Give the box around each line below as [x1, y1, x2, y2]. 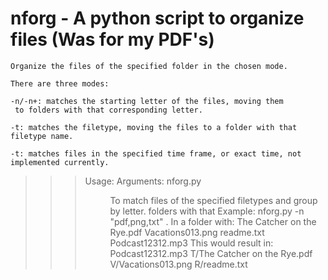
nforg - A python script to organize [10, 7, 305, 30]
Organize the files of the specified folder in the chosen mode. [10, 61, 288, 71]
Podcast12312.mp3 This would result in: [109, 237, 274, 249]
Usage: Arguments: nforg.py [84, 175, 202, 187]
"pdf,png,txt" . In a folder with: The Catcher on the [109, 215, 317, 227]
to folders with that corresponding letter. [14, 105, 203, 115]
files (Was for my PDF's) [10, 28, 215, 51]
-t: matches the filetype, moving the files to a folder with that [10, 122, 298, 132]
